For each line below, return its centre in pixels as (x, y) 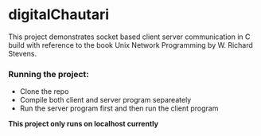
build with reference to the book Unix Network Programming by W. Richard (130, 45)
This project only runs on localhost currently (84, 124)
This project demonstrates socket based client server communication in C (129, 37)
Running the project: (49, 74)
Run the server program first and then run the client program (119, 108)
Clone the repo (44, 91)
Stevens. (23, 53)
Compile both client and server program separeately (105, 100)
